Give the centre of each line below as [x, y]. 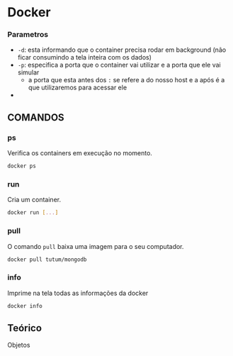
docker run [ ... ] [33, 213]
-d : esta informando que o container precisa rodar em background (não [122, 50]
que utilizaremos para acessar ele [78, 88]
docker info [25, 306]
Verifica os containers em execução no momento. [80, 153]
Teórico [25, 328]
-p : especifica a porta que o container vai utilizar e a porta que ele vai [119, 65]
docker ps [22, 166]
